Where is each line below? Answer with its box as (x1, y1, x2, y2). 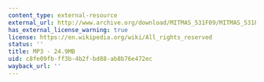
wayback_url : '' (8, 62, 61, 70)
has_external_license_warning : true (8, 26, 128, 34)
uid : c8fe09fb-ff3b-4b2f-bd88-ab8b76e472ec (8, 55, 153, 63)
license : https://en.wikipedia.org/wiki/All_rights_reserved (8, 33, 213, 41)
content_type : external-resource (8, 11, 118, 20)
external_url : (8, 19, 55, 27)
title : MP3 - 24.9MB (8, 48, 76, 55)
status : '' (8, 41, 44, 48)
